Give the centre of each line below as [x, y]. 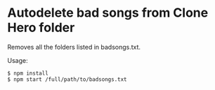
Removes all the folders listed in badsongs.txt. [74, 47]
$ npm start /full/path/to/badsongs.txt [67, 79]
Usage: [18, 60]
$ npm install [28, 73]
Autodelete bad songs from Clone [108, 13]
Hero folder [41, 28]
